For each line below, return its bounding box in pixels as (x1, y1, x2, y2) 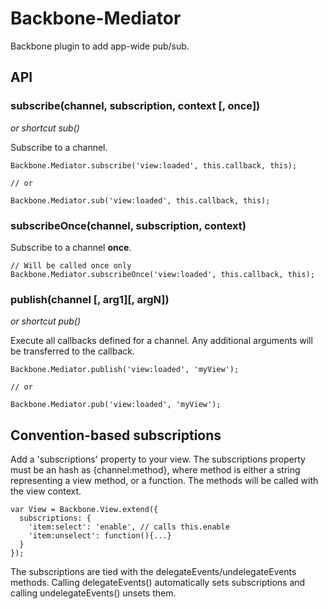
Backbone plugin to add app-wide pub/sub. (10, 40, 190, 52)
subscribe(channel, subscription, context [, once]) (10, 99, 261, 113)
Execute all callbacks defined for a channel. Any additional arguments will (10, 335, 313, 347)
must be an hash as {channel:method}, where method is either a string (10, 464, 301, 476)
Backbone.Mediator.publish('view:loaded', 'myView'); (10, 365, 240, 375)
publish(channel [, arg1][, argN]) (10, 292, 170, 306)
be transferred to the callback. (10, 345, 135, 357)
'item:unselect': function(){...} (28, 531, 172, 541)
